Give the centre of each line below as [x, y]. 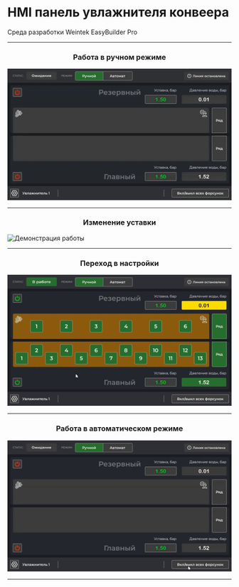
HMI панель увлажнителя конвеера [118, 12]
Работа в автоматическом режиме [119, 429]
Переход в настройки [119, 263]
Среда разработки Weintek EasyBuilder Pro [72, 32]
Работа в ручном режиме [119, 57]
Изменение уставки [119, 222]
